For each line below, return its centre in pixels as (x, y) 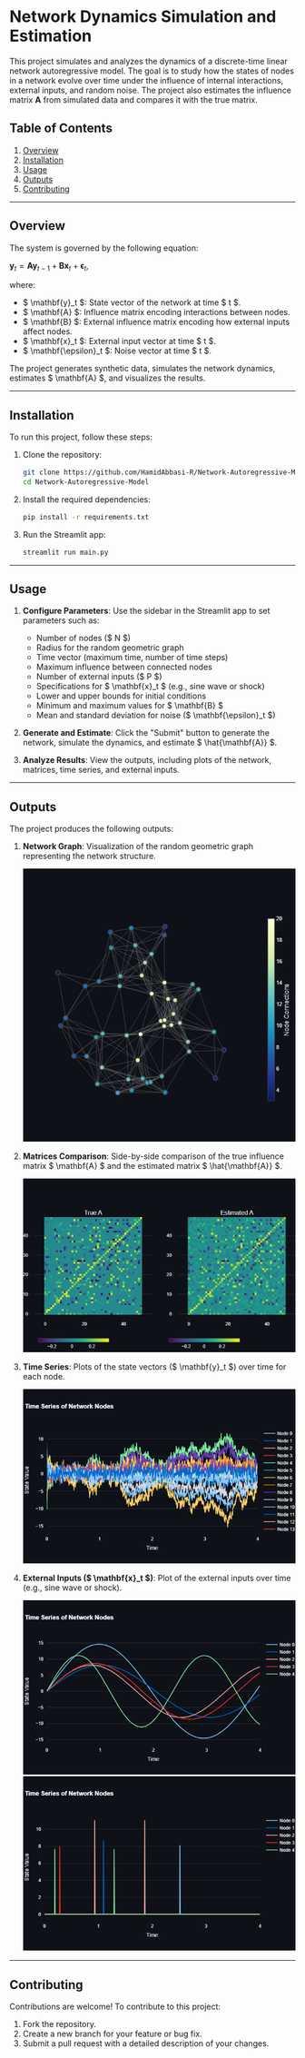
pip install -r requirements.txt (86, 517)
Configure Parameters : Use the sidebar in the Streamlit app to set (146, 611)
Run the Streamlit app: (64, 534)
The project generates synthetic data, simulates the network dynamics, (143, 369)
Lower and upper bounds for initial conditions (121, 696)
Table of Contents (61, 129)
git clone (41, 473)
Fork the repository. (59, 2024)
